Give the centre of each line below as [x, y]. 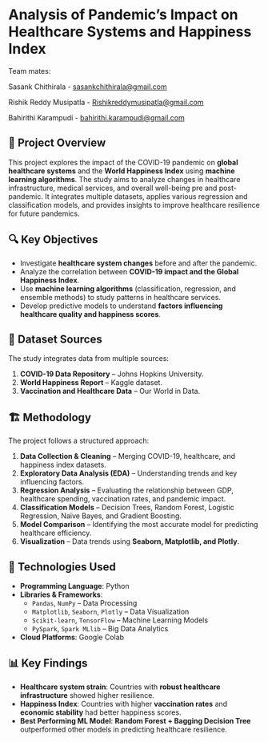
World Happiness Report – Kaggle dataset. [91, 383]
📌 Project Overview [57, 143]
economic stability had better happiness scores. [100, 712]
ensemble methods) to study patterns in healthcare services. [120, 297]
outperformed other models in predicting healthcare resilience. [124, 729]
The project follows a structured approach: [79, 441]
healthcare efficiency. [56, 533]
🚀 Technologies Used [62, 567]
